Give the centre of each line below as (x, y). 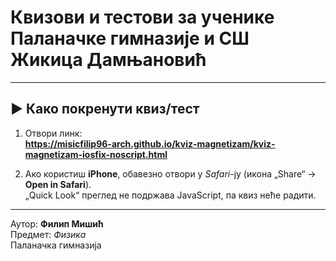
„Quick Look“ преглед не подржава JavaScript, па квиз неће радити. (170, 195)
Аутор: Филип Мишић (57, 223)
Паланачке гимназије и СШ (130, 38)
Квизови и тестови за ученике (142, 17)
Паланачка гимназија (56, 245)
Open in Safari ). (58, 184)
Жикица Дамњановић (108, 60)
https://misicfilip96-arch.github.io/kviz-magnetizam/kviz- (150, 143)
